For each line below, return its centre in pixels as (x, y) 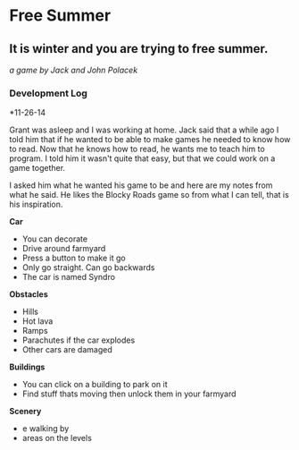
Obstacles (29, 294)
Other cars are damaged (67, 350)
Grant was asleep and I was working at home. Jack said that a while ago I (144, 130)
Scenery (25, 412)
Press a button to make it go (74, 258)
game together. (37, 168)
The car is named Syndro (69, 277)
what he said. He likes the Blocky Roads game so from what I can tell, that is (149, 195)
